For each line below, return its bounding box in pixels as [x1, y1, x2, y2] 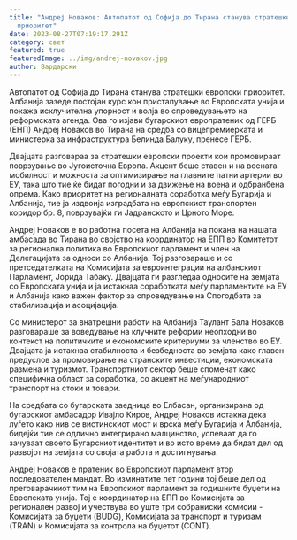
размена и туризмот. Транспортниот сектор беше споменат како [9, 364, 256, 374]
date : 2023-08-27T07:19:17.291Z [9, 29, 128, 38]
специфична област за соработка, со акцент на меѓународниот [9, 373, 249, 383]
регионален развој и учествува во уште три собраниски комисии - [9, 501, 263, 512]
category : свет [9, 37, 65, 47]
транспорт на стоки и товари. [9, 382, 121, 393]
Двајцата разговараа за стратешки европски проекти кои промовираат [9, 150, 281, 161]
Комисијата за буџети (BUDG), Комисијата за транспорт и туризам [9, 511, 263, 521]
